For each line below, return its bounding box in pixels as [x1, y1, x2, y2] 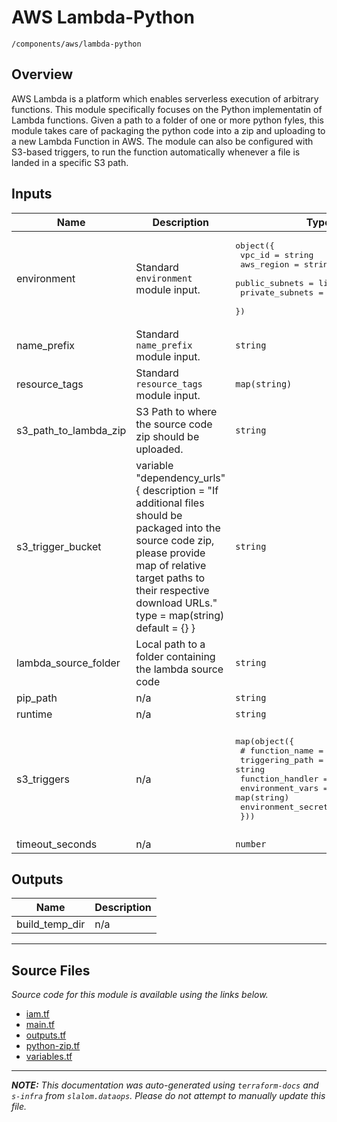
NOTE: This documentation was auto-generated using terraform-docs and [11, 1079, 319, 1091]
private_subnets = [240, 287, 324, 298]
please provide [135, 546, 206, 560]
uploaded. [135, 442, 184, 456]
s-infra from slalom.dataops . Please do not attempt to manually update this [11, 1090, 326, 1102]
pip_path [16, 691, 58, 705]
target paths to [135, 571, 206, 585]
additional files [135, 496, 205, 510]
